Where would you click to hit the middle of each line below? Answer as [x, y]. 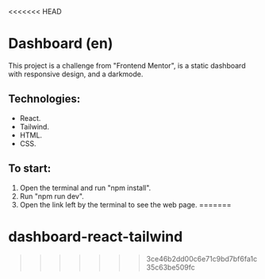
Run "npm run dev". [52, 196]
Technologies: [44, 99]
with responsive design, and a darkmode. [76, 74]
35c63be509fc [171, 267]
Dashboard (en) [61, 44]
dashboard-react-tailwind [96, 236]
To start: [30, 169]
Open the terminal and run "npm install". [85, 188]
